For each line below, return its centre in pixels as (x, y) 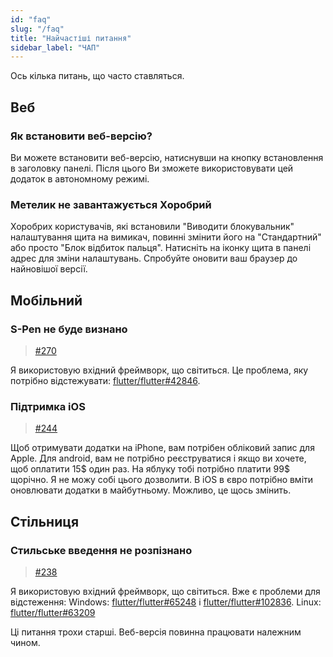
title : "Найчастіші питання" (71, 38)
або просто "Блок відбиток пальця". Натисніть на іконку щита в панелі (161, 248)
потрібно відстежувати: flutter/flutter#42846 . (105, 380)
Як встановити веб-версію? (81, 136)
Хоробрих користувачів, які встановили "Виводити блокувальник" (152, 227)
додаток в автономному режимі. (80, 178)
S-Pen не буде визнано (69, 329)
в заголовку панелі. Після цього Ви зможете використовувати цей (152, 168)
